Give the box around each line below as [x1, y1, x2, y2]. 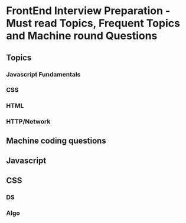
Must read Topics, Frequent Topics [6, 16, 180, 30]
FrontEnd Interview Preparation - [6, 4, 171, 18]
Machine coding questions [6, 135, 106, 145]
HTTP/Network [6, 118, 51, 126]
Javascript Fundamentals [6, 70, 81, 78]
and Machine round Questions [6, 29, 158, 42]
